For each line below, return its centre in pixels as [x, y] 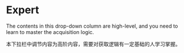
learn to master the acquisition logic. [50, 32]
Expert [23, 10]
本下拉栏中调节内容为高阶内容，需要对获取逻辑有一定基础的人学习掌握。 [93, 44]
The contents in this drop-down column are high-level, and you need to [92, 26]
